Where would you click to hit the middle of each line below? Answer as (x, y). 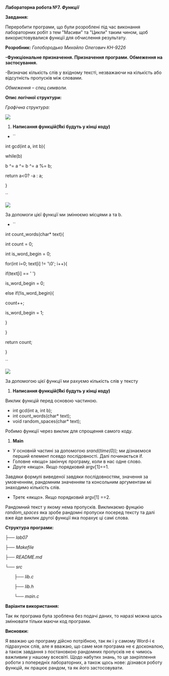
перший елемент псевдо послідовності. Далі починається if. (78, 456)
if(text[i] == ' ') (20, 273)
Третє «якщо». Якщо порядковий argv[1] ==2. (61, 497)
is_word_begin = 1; (24, 313)
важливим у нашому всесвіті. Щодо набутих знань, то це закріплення (80, 657)
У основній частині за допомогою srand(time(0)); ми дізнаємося (82, 451)
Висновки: (17, 631)
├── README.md (24, 557)
